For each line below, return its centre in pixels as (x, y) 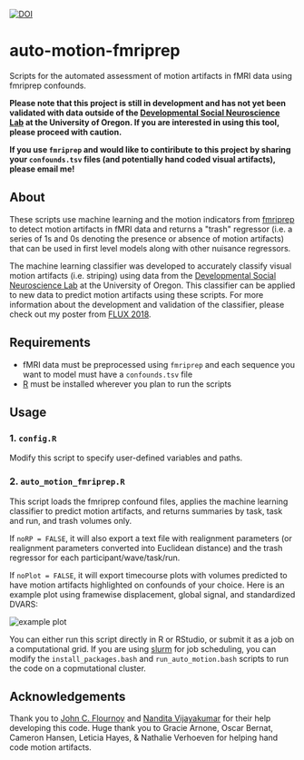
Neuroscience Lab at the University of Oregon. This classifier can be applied (152, 285)
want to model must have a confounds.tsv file (108, 374)
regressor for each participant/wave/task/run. (95, 558)
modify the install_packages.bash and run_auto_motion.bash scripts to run (149, 658)
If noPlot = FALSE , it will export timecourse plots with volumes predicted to (148, 575)
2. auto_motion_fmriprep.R (67, 481)
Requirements (50, 343)
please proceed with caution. (66, 132)
